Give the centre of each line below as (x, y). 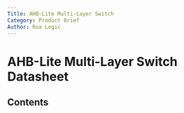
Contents (28, 102)
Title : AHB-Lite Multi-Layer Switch (61, 14)
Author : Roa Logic (34, 27)
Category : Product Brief (43, 20)
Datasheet (38, 76)
